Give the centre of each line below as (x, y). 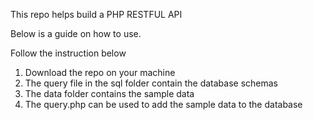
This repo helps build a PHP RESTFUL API (96, 14)
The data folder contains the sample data (109, 93)
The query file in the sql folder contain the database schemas (151, 83)
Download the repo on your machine (100, 72)
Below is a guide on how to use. (76, 33)
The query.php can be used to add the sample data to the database (163, 104)
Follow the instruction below (68, 53)
